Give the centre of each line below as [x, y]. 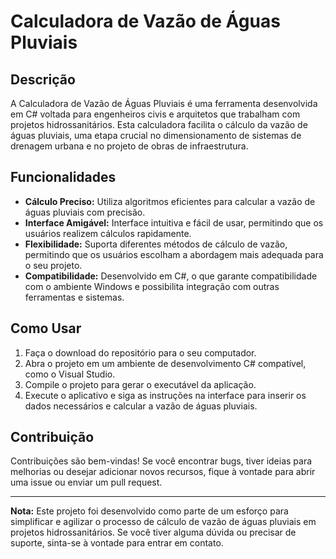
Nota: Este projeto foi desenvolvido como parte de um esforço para [149, 511]
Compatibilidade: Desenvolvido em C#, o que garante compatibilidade [171, 276]
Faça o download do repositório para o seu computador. [140, 352]
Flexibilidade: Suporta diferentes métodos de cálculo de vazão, [156, 244]
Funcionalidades [63, 177]
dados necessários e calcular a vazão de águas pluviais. [141, 406]
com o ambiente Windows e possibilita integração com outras [152, 286]
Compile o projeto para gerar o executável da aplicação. [140, 384]
